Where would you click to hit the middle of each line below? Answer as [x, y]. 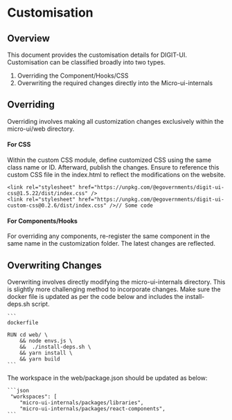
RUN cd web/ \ [28, 335]
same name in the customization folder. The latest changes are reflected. [111, 244]
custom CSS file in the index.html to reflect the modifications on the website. [116, 175]
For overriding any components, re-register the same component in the [109, 236]
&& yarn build [40, 359]
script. [41, 304]
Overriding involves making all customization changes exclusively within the [115, 121]
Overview [29, 38]
